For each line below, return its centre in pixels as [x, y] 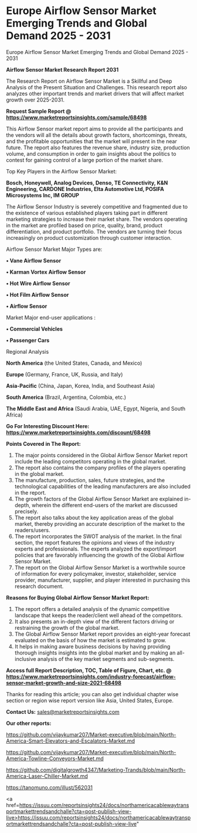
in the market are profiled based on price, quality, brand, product [84, 225]
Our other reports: [29, 723]
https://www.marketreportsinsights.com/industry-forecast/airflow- [91, 676]
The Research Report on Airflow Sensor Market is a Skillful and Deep [89, 81]
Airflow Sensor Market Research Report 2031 [62, 69]
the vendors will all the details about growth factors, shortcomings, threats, [97, 135]
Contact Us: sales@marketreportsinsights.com [63, 711]
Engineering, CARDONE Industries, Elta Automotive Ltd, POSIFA [85, 189]
